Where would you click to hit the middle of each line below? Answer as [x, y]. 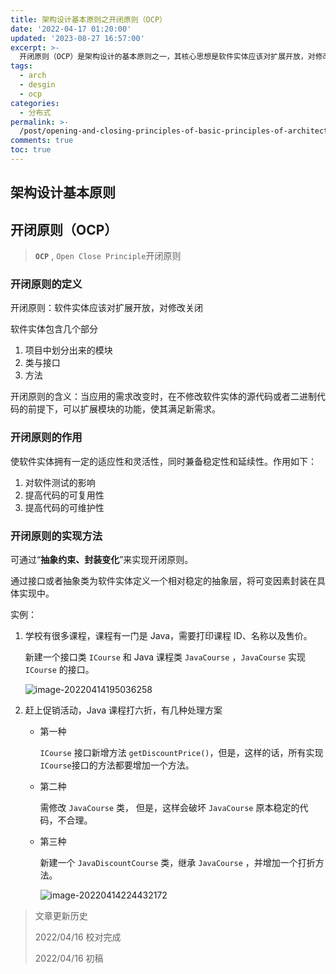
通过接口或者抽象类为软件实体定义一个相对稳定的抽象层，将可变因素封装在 [163, 580]
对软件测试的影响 [60, 482]
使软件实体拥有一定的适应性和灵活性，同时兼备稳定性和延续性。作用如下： [163, 461]
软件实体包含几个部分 [54, 329]
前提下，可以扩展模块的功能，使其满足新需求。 [124, 409]
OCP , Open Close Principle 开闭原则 [108, 256]
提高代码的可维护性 [64, 507]
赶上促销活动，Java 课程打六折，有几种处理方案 [123, 710]
